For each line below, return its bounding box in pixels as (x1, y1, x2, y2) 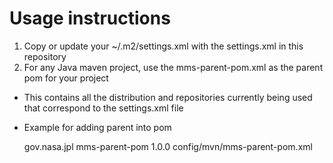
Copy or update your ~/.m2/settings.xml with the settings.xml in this (23, 40, 304, 52)
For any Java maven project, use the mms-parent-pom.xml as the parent (23, 61, 324, 73)
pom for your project (23, 72, 109, 84)
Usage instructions (9, 7, 171, 30)
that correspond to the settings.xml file (23, 102, 184, 114)
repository (23, 50, 67, 62)
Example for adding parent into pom (23, 121, 172, 133)
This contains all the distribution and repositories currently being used (23, 91, 313, 103)
